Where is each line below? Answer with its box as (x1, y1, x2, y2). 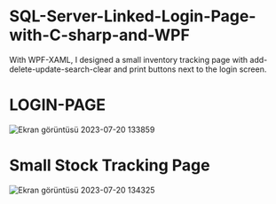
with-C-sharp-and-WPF (9, 25, 191, 45)
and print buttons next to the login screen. (113, 64, 267, 75)
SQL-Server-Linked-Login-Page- (9, 6, 256, 27)
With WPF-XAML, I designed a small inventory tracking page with (9, 54, 248, 65)
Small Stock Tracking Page (9, 155, 210, 176)
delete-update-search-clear (9, 64, 112, 75)
